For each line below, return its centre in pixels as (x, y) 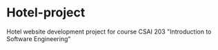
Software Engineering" (39, 38)
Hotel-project (46, 13)
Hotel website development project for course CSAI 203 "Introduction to (109, 32)
